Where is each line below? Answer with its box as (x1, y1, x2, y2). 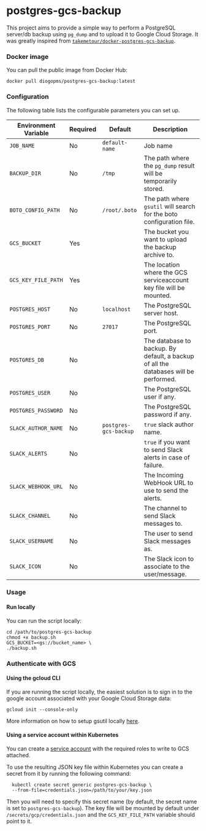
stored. (143, 184, 164, 193)
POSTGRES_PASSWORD (9, 407, 63, 414)
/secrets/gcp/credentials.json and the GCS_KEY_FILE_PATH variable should (6, 811, 195, 818)
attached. (6, 751, 31, 759)
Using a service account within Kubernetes (6, 732, 119, 739)
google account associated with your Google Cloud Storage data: (6, 695, 172, 702)
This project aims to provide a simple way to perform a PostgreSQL (6, 24, 176, 31)
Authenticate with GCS (6, 659, 77, 668)
